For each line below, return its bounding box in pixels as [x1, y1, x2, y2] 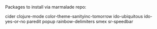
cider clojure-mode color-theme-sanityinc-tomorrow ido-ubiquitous [5, 14, 143, 19]
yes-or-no [5, 19, 26, 24]
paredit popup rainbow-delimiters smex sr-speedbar [26, 19, 133, 24]
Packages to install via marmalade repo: [5, 4, 86, 10]
